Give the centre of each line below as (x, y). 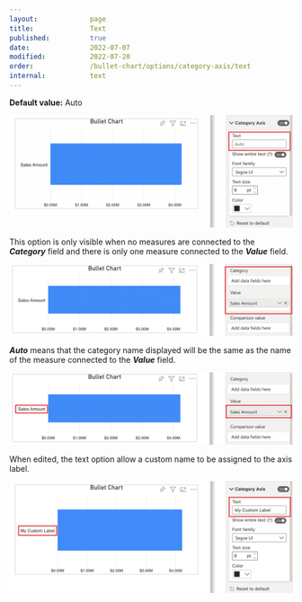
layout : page (58, 19)
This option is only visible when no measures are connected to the (132, 242)
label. (19, 468)
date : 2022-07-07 (70, 48)
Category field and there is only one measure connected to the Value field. (149, 251)
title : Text (58, 28)
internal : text (58, 76)
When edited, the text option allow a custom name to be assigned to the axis (151, 459)
